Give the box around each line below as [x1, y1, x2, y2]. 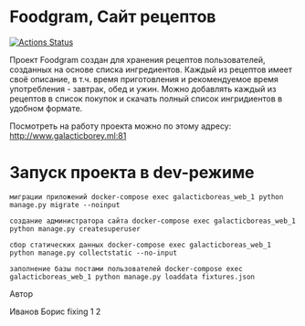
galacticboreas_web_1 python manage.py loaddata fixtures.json [9, 272, 256, 281]
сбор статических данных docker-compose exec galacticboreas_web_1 [9, 240, 272, 249]
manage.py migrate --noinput [9, 200, 121, 209]
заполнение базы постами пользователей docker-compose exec [9, 264, 244, 273]
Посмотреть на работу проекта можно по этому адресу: [9, 121, 232, 131]
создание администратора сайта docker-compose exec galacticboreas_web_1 [9, 216, 297, 226]
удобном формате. [9, 102, 83, 113]
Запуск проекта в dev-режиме [9, 163, 255, 184]
